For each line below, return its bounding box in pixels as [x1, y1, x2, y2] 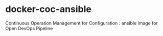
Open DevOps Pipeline [5, 25, 53, 31]
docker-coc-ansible [5, 3, 92, 15]
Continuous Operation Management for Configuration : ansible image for [5, 20, 158, 26]
